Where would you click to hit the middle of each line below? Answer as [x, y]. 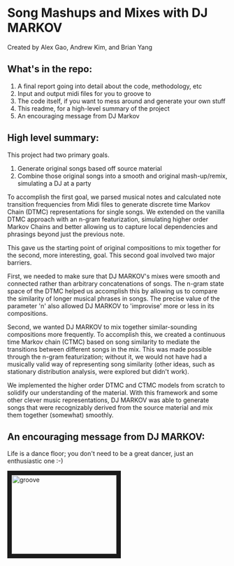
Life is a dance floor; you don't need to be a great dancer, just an [101, 454]
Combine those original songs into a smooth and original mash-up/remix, [122, 176]
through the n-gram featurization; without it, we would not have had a [107, 357]
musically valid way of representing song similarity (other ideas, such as [111, 364]
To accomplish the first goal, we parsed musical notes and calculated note [114, 197]
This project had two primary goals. [58, 155]
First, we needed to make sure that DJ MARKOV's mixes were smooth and [114, 276]
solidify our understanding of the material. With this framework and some [112, 392]
